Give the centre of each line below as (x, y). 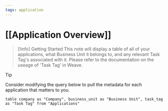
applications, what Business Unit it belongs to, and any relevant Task (89, 54)
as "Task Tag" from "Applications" (43, 103)
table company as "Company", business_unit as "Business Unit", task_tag (84, 99)
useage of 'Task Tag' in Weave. (50, 65)
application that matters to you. (37, 90)
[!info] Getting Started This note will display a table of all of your (83, 49)
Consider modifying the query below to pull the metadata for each (74, 84)
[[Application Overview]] (58, 35)
